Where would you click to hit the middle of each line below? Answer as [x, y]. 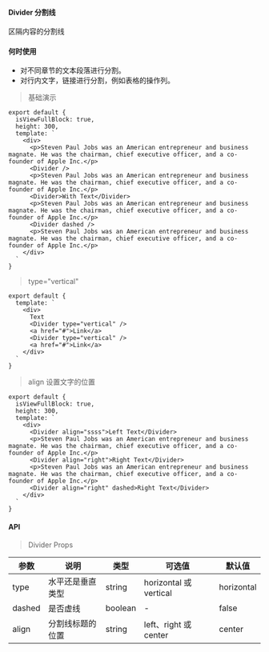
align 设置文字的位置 [62, 382]
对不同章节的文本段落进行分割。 [72, 70]
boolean [121, 608]
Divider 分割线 [32, 12]
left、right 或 [168, 624]
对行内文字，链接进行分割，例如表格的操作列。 [97, 81]
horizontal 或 [168, 582]
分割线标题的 [72, 623]
